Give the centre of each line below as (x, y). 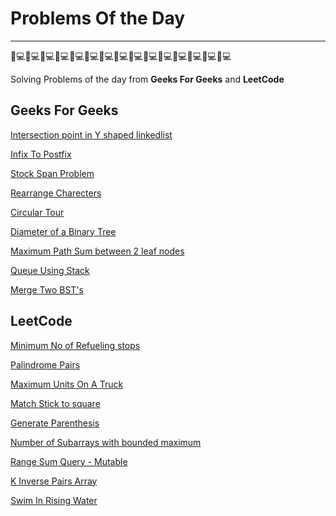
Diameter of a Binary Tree (63, 231)
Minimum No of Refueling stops (75, 345)
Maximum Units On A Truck (67, 384)
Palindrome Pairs (45, 364)
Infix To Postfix (41, 154)
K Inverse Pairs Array (54, 481)
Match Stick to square (55, 403)
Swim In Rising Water (54, 500)
